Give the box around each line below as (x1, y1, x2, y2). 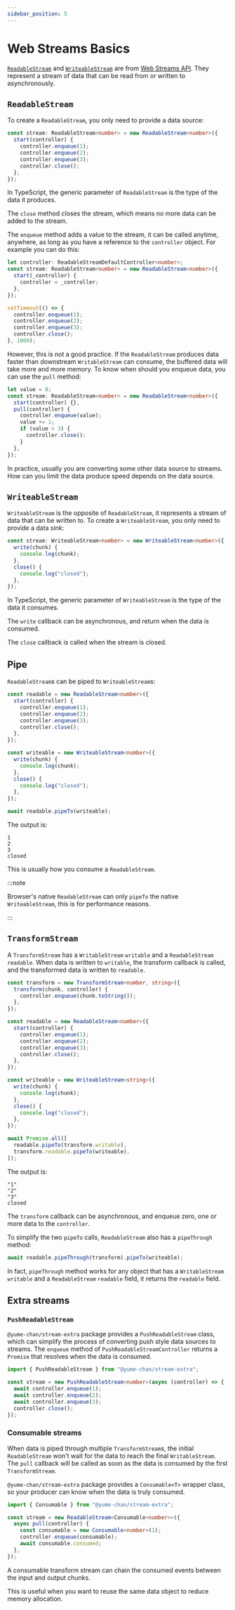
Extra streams (7, 1294, 70, 1306)
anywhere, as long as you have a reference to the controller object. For (7, 238, 216, 246)
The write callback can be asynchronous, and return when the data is (7, 617, 209, 626)
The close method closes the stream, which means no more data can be (7, 209, 216, 218)
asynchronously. (7, 79, 55, 87)
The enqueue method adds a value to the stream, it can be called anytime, (7, 230, 219, 239)
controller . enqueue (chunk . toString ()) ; (20, 992, 137, 999)
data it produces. (7, 196, 57, 204)
